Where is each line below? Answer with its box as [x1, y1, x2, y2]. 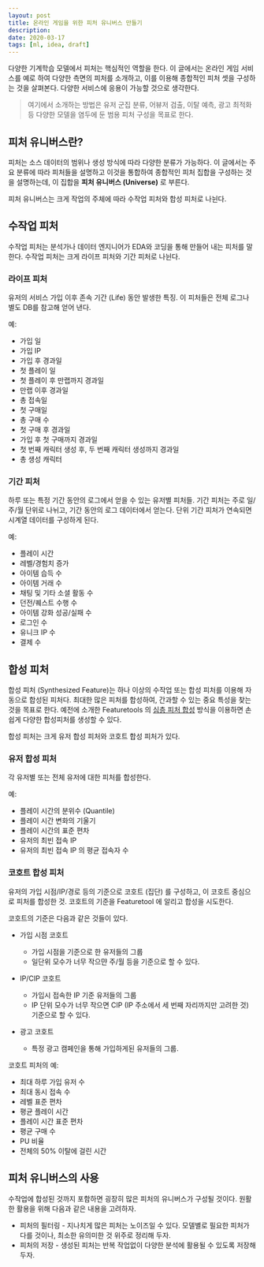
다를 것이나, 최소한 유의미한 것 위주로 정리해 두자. [19, 1230, 171, 1239]
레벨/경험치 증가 [19, 559, 69, 568]
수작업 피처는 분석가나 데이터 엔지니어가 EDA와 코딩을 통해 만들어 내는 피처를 [8, 241, 245, 251]
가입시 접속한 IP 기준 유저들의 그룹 [31, 990, 137, 1000]
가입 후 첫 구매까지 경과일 [19, 435, 99, 444]
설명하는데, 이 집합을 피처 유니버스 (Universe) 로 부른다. [16, 177, 190, 186]
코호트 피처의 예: [8, 1060, 59, 1070]
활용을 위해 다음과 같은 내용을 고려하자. [16, 1204, 136, 1213]
